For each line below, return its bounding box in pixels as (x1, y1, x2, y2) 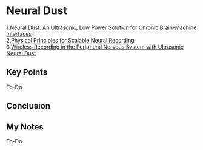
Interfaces (6, 30, 32, 37)
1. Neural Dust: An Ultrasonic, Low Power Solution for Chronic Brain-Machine (6, 24, 197, 31)
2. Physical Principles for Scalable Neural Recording (6, 36, 135, 44)
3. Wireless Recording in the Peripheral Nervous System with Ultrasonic (6, 43, 184, 50)
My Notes (6, 121, 44, 132)
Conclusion (6, 101, 51, 111)
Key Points (6, 67, 48, 78)
